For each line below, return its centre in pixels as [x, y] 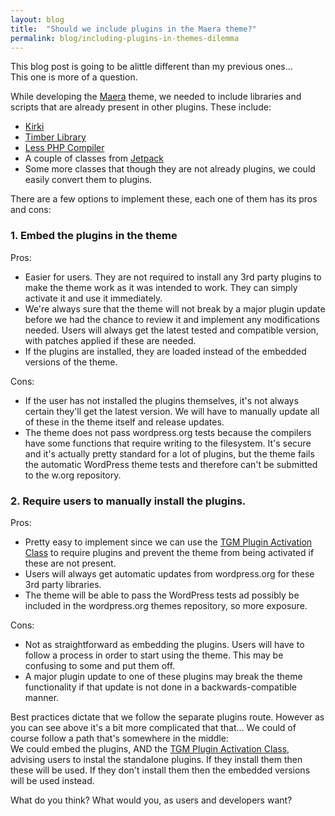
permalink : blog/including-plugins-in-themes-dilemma [125, 38]
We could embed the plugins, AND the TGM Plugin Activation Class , [150, 748]
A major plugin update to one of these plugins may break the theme [163, 676]
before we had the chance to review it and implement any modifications [172, 319]
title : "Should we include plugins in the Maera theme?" [133, 29]
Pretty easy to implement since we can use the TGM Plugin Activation [168, 542]
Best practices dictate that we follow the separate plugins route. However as [167, 717]
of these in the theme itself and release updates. [124, 422]
